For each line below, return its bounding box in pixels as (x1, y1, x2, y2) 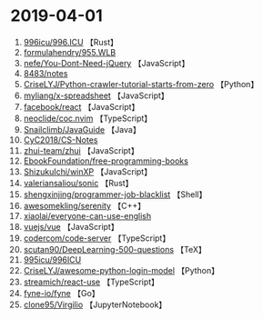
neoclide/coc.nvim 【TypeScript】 (23, 113, 153, 124)
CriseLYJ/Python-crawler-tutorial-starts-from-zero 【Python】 (23, 78, 259, 89)
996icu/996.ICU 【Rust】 (23, 36, 119, 47)
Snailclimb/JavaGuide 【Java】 (23, 124, 141, 135)
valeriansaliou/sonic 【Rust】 (23, 177, 134, 188)
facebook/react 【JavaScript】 (23, 101, 140, 112)
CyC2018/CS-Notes (23, 134, 98, 145)
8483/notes (23, 67, 68, 78)
